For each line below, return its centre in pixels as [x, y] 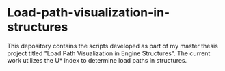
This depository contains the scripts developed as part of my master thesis [113, 46]
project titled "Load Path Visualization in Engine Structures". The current [109, 53]
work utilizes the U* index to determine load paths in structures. [97, 60]
